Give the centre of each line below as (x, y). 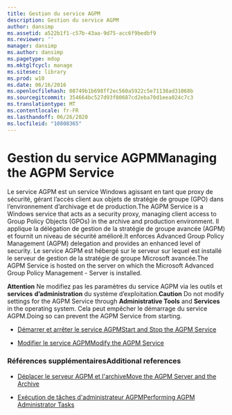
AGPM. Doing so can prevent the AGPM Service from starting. (95, 316)
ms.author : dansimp (35, 53)
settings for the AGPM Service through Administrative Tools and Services (114, 301)
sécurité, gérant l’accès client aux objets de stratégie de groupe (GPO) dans (115, 200)
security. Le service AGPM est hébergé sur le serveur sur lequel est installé (115, 251)
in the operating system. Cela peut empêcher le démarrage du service (107, 309)
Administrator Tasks (46, 405)
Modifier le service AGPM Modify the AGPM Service (91, 343)
